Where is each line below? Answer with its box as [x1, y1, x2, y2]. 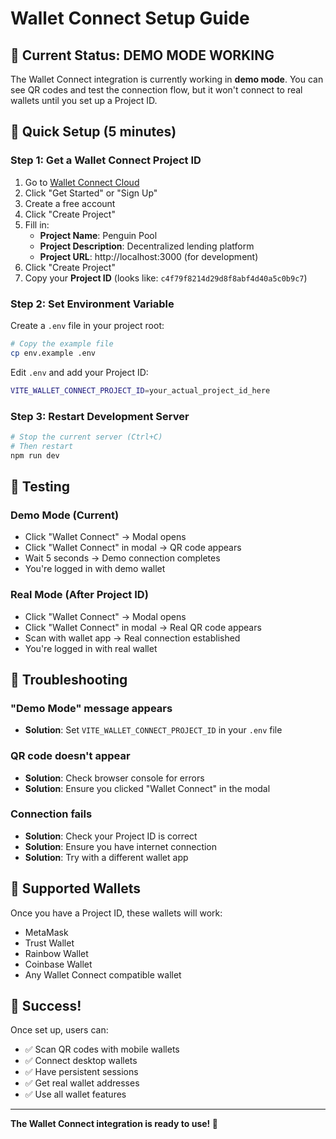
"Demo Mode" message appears [10, 701, 173, 715]
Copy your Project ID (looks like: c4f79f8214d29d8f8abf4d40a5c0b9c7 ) [24, 272, 308, 284]
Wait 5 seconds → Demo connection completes [24, 552, 221, 564]
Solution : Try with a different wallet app [24, 851, 189, 863]
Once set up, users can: [10, 1024, 109, 1036]
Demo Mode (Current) [10, 508, 120, 522]
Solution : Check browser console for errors [24, 772, 205, 784]
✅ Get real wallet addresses [24, 1077, 140, 1089]
